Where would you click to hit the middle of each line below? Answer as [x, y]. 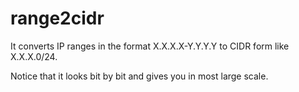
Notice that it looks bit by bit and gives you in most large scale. [139, 76]
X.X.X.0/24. [34, 56]
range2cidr [57, 18]
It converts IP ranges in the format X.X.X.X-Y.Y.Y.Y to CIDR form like [150, 46]
